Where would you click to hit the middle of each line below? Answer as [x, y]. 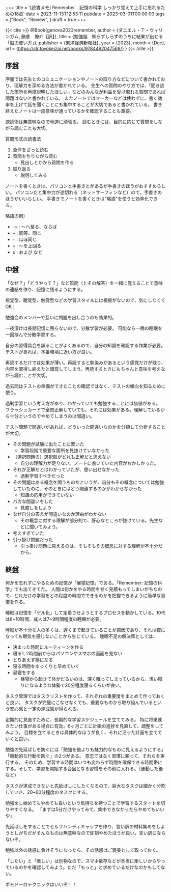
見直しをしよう [36, 508]
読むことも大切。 [32, 128]
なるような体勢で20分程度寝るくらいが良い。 [77, 685]
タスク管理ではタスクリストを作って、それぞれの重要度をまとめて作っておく [85, 696]
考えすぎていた [28, 533]
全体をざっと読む [31, 150]
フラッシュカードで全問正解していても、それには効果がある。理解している [83, 409]
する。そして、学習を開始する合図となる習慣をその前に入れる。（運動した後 [84, 769]
